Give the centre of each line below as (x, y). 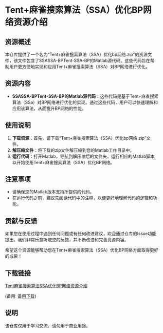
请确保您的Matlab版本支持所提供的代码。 (53, 192)
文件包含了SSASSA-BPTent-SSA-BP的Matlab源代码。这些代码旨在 (84, 61)
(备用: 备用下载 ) (21, 296)
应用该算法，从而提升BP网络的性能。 (49, 108)
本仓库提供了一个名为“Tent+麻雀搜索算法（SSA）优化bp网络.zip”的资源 (76, 54)
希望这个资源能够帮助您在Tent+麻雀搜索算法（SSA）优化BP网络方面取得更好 (82, 250)
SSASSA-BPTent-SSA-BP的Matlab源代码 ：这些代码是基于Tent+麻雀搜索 (85, 96)
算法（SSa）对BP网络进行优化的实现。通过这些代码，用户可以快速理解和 (85, 102)
